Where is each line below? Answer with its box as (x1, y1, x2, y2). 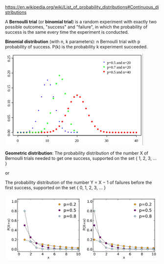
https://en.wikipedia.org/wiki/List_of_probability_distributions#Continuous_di (5, 4, 159, 10)
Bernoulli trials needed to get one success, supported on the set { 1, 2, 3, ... (5, 155, 157, 161)
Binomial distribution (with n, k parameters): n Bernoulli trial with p (5, 39, 141, 44)
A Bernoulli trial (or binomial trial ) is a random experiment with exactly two (5, 19, 157, 24)
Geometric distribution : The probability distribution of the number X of (5, 150, 148, 156)
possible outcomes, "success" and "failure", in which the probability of (5, 24, 148, 30)
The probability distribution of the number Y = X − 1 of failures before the (5, 179, 152, 185)
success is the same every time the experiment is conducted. (5, 29, 129, 35)
